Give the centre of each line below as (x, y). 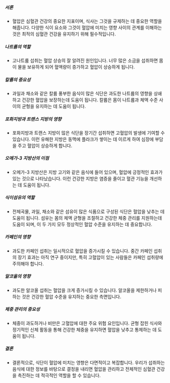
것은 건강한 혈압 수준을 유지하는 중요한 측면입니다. (71, 296)
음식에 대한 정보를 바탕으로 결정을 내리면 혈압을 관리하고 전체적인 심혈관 (84, 369)
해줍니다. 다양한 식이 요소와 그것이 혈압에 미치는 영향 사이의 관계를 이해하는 (87, 27)
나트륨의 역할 (18, 47)
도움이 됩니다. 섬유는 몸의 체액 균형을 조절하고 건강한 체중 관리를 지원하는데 (87, 218)
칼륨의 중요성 (18, 79)
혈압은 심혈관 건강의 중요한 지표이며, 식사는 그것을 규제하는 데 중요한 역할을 (87, 21)
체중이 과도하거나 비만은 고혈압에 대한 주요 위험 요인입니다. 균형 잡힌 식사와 (87, 323)
